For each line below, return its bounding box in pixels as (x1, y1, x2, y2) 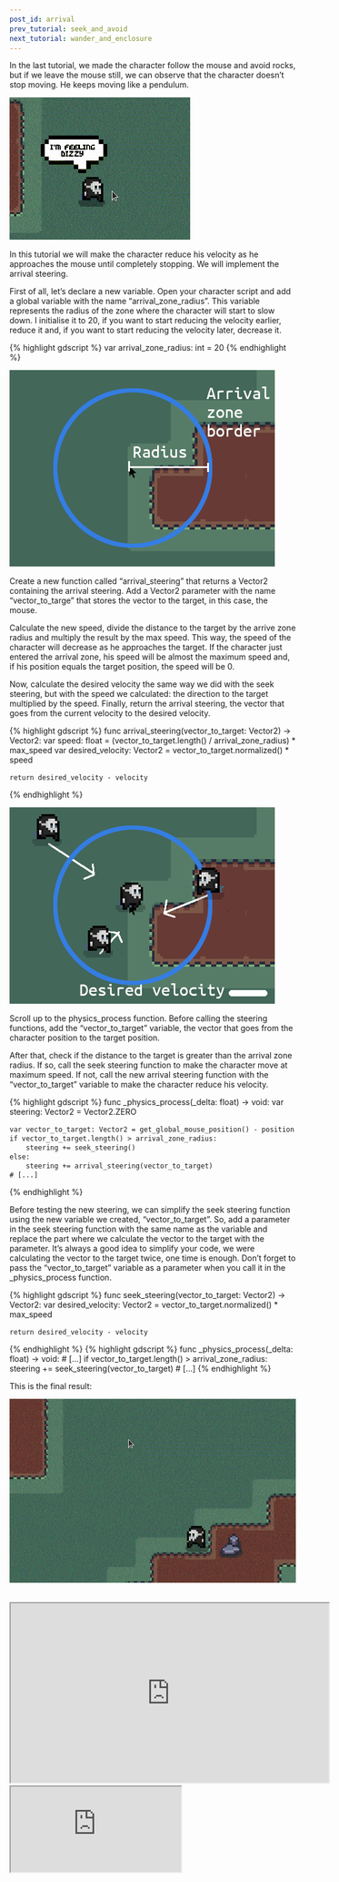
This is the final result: (9, 1381, 93, 1392)
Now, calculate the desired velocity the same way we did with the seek (9, 679, 274, 690)
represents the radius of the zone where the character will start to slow (9, 305, 275, 316)
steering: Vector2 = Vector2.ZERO (9, 1107, 137, 1118)
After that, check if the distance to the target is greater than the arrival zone (9, 1050, 293, 1061)
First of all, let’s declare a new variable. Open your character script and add (9, 286, 292, 297)
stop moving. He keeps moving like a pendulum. (9, 79, 189, 90)
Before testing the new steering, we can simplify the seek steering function (9, 1204, 291, 1215)
